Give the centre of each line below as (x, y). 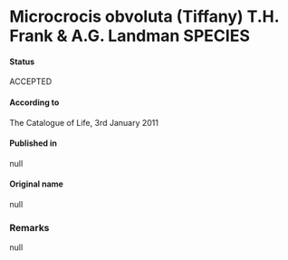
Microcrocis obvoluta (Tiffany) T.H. (144, 17)
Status (22, 62)
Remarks (29, 227)
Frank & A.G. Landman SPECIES (130, 36)
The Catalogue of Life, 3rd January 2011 (84, 122)
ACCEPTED (31, 82)
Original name (36, 184)
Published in (33, 143)
